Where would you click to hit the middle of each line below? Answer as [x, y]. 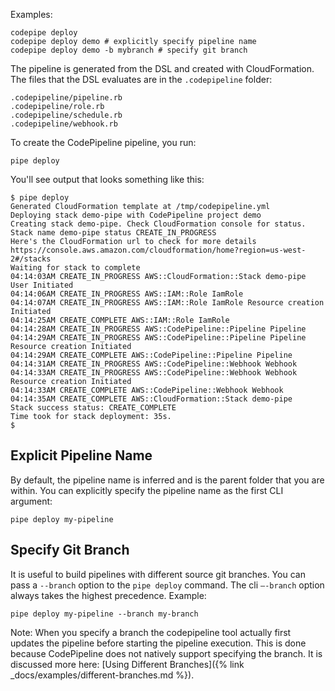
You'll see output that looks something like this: [107, 179]
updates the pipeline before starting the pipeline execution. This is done [158, 643]
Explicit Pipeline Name [81, 455]
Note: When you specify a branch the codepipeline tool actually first [151, 632]
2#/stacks [31, 259]
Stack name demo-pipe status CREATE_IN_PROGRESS [113, 233]
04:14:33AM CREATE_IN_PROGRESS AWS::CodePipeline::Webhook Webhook [154, 373]
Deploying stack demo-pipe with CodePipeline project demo [136, 215]
